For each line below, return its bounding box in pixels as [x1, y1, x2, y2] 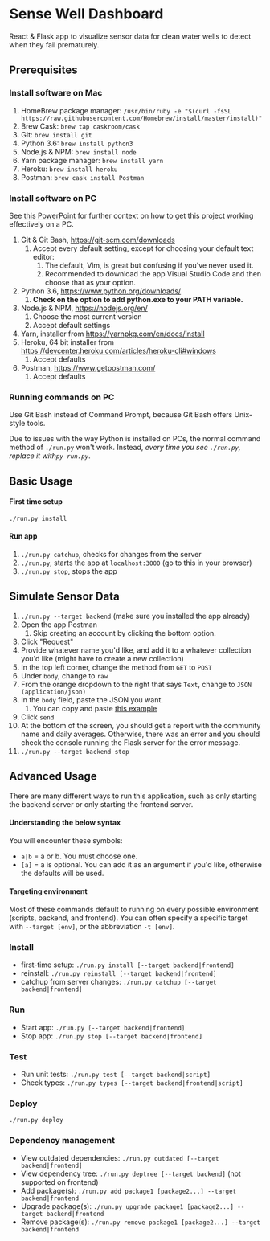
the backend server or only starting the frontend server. [9, 799, 194, 809]
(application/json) [20, 688, 87, 696]
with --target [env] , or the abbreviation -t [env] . [9, 922, 175, 932]
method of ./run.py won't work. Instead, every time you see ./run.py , [9, 443, 241, 453]
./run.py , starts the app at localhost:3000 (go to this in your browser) [20, 558, 252, 567]
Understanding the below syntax [9, 817, 121, 828]
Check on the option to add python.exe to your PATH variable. [32, 294, 243, 304]
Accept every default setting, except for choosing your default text [32, 243, 254, 253]
